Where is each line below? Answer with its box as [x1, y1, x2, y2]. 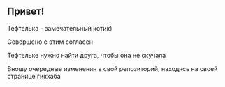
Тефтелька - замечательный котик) [7, 24, 112, 32]
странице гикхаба [7, 72, 61, 80]
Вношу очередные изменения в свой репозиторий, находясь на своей [7, 64, 218, 72]
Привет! [7, 6, 45, 17]
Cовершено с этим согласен [7, 38, 93, 46]
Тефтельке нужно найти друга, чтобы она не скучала [7, 51, 166, 59]
